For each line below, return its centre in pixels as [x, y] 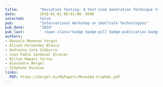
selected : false [28, 18]
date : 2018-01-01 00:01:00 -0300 [50, 14]
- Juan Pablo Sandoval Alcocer [37, 54]
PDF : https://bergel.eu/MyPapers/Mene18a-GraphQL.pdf [65, 77]
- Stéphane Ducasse [25, 68]
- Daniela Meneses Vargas [31, 41]
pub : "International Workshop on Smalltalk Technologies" [77, 23]
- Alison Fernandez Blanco [32, 45]
